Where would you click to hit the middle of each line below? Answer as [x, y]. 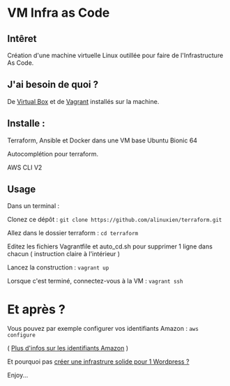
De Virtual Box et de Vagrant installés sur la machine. [83, 101]
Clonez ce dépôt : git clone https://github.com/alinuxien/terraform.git [115, 220]
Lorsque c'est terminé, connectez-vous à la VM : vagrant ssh [95, 281]
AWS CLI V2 [25, 167]
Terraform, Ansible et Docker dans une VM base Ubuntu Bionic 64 [102, 140]
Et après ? [37, 309]
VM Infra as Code [59, 13]
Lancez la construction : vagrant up [58, 267]
